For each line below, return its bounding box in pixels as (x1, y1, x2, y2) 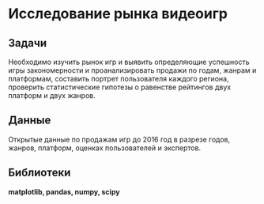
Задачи (8, 36, 47, 50)
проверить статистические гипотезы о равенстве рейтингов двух (8, 82, 232, 92)
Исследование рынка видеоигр (8, 5, 228, 23)
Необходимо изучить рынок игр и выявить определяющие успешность (8, 57, 251, 66)
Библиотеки (8, 166, 71, 179)
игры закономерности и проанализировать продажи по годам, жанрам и (8, 66, 257, 75)
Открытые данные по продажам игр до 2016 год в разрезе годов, (8, 134, 231, 144)
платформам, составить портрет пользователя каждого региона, (8, 74, 229, 83)
